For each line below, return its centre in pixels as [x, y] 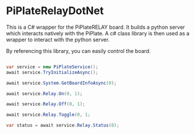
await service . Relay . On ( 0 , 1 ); [44, 93]
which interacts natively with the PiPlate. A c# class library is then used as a [98, 33]
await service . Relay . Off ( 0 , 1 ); [46, 104]
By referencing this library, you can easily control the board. [78, 51]
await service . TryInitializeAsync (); [52, 72]
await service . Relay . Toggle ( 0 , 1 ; [48, 115]
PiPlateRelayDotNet [55, 11]
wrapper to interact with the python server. [58, 39]
